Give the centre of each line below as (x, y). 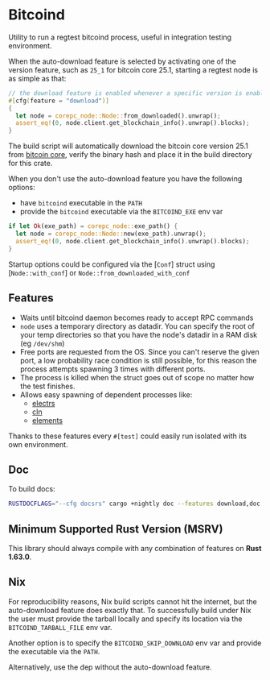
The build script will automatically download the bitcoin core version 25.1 (129, 146)
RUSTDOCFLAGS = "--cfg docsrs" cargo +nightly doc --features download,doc (135, 504)
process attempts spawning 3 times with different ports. (113, 369)
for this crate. (31, 164)
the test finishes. (47, 386)
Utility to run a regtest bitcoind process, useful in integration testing (120, 37)
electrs (43, 403)
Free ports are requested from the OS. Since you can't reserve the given (139, 351)
